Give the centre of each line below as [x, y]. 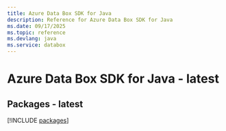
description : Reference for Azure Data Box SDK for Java [90, 20]
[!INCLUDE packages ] [38, 120]
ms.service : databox [37, 45]
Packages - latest [45, 104]
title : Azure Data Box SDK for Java [59, 13]
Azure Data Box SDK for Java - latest [113, 79]
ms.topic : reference [37, 32]
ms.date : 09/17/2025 [37, 26]
